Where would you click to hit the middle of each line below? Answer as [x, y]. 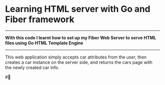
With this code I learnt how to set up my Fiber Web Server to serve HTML [81, 37]
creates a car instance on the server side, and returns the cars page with [79, 62]
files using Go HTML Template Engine [44, 43]
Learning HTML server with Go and [78, 9]
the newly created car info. [32, 67]
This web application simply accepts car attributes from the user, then [76, 57]
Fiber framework [40, 19]
